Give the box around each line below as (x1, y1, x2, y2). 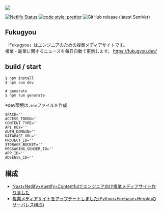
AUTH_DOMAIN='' (5, 129, 36, 134)
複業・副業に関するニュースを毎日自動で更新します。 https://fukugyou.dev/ (5, 48, 157, 54)
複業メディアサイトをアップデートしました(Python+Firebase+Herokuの (12, 196, 156, 202)
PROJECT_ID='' (5, 138, 34, 143)
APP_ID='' (5, 151, 26, 155)
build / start (5, 62, 42, 71)
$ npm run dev (5, 80, 34, 85)
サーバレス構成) (12, 202, 44, 208)
